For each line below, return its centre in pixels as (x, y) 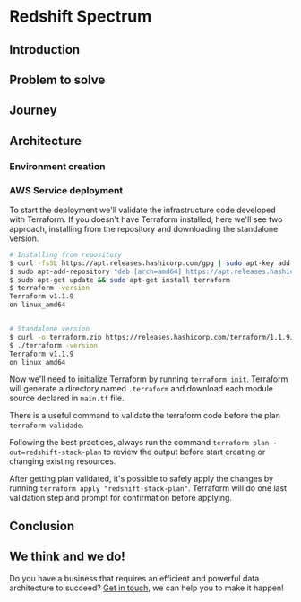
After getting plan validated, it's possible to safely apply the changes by (142, 479)
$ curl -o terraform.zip (56, 337)
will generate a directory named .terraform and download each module (141, 389)
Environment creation (57, 166)
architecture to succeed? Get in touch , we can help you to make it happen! (146, 588)
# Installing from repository (66, 254)
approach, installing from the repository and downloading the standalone (144, 228)
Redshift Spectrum (81, 17)
